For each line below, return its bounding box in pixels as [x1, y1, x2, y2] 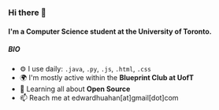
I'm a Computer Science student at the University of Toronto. [8, 27, 213, 36]
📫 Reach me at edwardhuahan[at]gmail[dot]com [19, 93, 179, 103]
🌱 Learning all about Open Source [19, 84, 131, 93]
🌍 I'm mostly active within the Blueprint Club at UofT [19, 73, 195, 82]
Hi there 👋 [8, 7, 47, 18]
